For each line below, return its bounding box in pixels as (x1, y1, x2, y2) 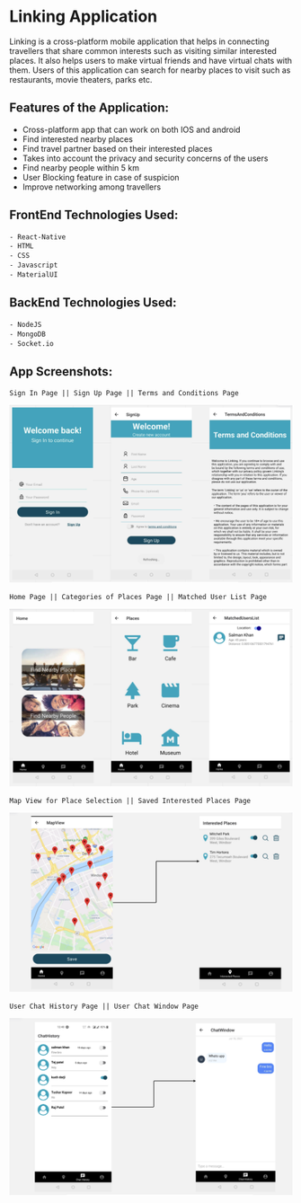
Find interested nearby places (22, 133, 133, 145)
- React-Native (9, 232, 66, 242)
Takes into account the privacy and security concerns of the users (22, 153, 269, 164)
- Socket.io (9, 339, 54, 348)
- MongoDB (9, 330, 47, 339)
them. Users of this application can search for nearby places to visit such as (9, 65, 291, 75)
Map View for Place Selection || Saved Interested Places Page (9, 796, 252, 805)
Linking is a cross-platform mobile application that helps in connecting (9, 36, 270, 47)
